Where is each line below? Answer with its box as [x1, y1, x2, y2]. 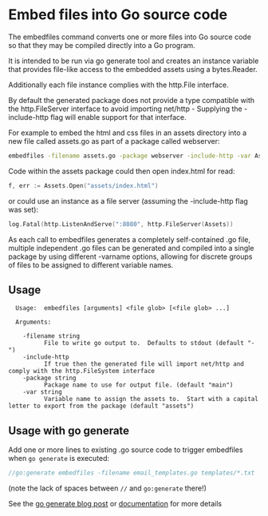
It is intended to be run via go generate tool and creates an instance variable [8, 56, 259, 65]
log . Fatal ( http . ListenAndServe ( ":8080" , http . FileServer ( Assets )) [8, 220, 234, 228]
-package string [22, 374, 77, 383]
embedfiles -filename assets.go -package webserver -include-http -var [8, 152, 251, 160]
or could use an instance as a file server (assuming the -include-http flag [8, 196, 249, 205]
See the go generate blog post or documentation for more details [8, 499, 222, 509]
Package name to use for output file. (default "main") [43, 381, 234, 389]
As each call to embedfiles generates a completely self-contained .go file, [8, 234, 251, 244]
